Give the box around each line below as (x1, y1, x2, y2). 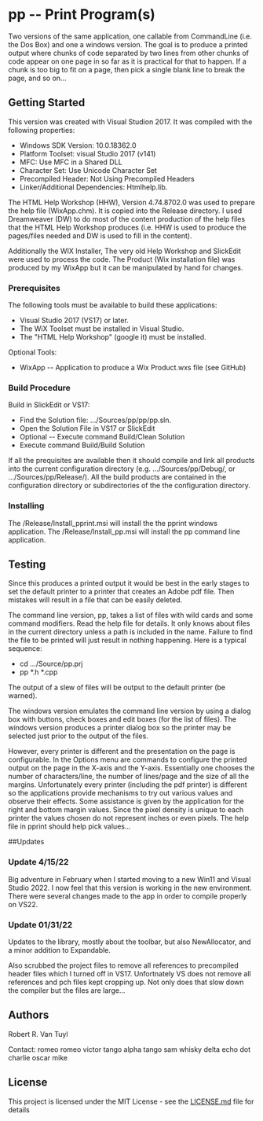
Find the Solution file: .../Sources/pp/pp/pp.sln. (19, 415, 171, 425)
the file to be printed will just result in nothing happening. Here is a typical (8, 635, 247, 645)
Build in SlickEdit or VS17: (8, 400, 90, 410)
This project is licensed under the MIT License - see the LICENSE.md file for (8, 1097, 254, 1106)
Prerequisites (8, 282, 60, 293)
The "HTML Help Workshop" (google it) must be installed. (19, 333, 206, 342)
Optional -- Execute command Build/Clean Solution (19, 432, 185, 442)
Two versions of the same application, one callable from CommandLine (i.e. (8, 31, 253, 41)
